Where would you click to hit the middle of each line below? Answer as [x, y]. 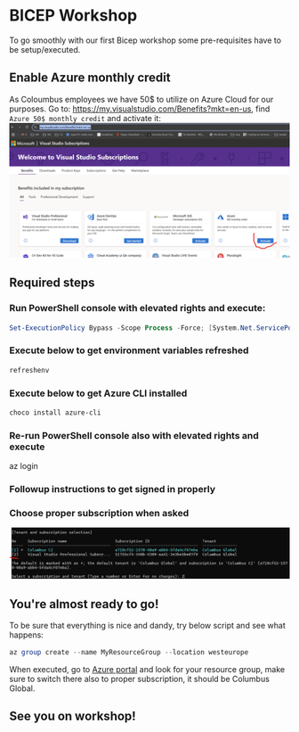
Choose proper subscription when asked [99, 513]
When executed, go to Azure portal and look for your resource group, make [147, 670]
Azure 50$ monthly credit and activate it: [85, 118]
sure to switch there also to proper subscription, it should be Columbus [139, 679]
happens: [27, 635]
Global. [22, 688]
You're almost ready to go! [84, 604]
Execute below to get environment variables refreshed [129, 350]
